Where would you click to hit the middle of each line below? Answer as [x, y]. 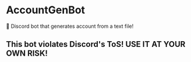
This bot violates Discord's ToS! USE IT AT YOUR [96, 44]
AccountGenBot [46, 10]
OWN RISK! [27, 54]
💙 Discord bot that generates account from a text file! [70, 26]
